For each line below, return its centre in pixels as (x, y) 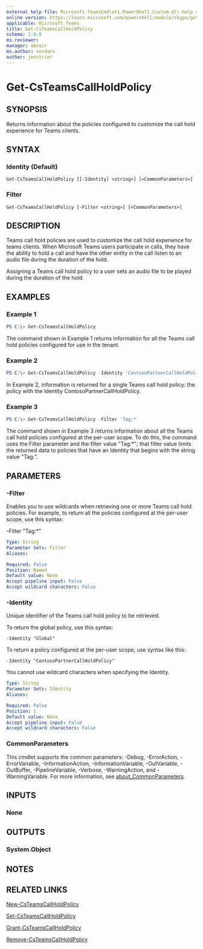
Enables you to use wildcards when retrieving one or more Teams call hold (99, 507)
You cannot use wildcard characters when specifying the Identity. (88, 672)
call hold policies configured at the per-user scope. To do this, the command (101, 437)
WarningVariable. (28, 776)
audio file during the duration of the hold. (57, 260)
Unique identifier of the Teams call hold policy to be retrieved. (83, 616)
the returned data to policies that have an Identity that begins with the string (101, 450)
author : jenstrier (29, 57)
